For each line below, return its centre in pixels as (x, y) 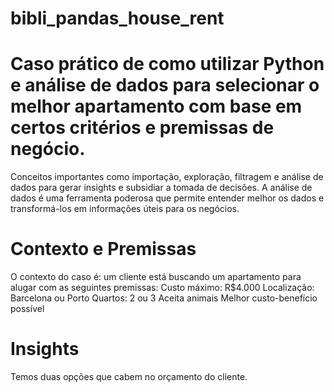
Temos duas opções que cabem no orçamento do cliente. (129, 376)
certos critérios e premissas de (142, 128)
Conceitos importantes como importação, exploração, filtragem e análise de (167, 177)
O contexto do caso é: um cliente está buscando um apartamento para (156, 277)
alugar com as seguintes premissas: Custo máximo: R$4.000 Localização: (162, 288)
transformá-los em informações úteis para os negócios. (125, 209)
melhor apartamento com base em (156, 106)
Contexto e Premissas (103, 249)
